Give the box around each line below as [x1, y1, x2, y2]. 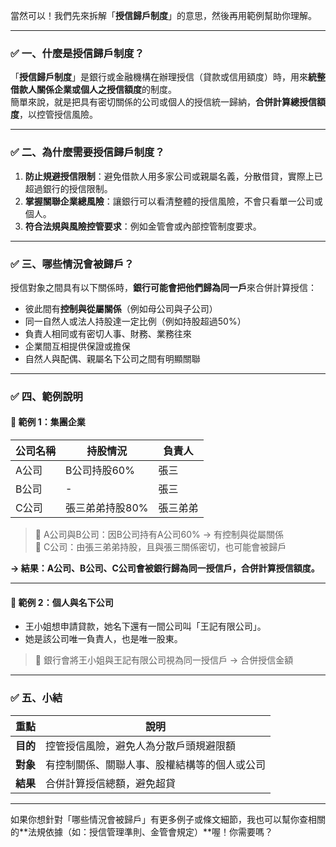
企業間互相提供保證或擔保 [24, 340, 131, 352]
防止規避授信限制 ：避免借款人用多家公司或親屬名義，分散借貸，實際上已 [24, 170, 323, 182]
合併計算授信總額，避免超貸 [45, 776, 177, 790]
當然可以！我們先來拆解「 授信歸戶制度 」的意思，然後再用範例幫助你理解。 [10, 10, 317, 21]
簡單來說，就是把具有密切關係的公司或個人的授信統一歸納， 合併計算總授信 [10, 96, 317, 108]
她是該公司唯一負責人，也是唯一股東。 [24, 633, 183, 645]
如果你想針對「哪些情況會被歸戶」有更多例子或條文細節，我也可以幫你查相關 [10, 813, 326, 825]
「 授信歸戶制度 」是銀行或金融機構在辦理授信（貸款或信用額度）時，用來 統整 [10, 71, 326, 83]
